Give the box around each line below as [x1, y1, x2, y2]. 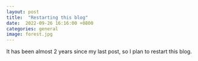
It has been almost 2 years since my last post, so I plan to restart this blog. [6, 48, 193, 55]
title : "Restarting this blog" [6, 14, 88, 21]
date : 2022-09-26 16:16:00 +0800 [6, 20, 94, 26]
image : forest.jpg [6, 31, 53, 37]
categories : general [6, 25, 59, 32]
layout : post [6, 8, 39, 15]
